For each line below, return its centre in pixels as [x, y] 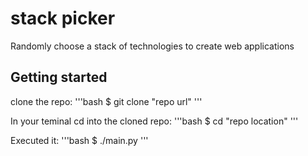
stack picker [63, 18]
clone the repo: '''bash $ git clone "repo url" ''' [106, 101]
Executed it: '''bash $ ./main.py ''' [79, 140]
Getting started [59, 77]
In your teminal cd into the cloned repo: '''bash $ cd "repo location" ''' [154, 121]
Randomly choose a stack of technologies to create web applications [152, 46]
